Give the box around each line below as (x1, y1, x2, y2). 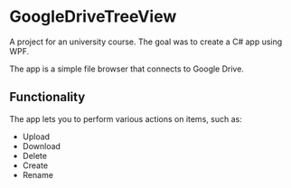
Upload (22, 131, 51, 142)
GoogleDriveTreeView (9, 6, 177, 27)
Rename (22, 169, 54, 180)
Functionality (9, 89, 86, 105)
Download (22, 140, 61, 151)
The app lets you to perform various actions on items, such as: (9, 113, 242, 124)
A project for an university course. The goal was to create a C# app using (9, 36, 283, 47)
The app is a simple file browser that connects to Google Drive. (9, 63, 244, 74)
